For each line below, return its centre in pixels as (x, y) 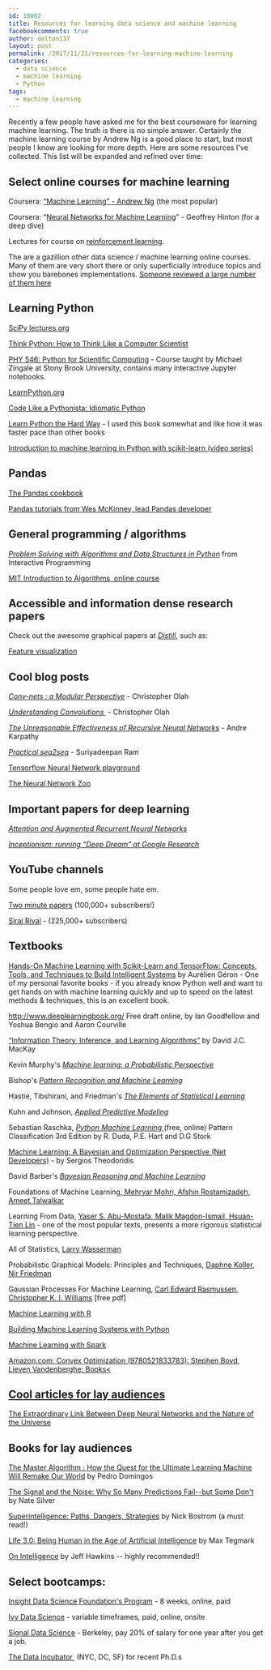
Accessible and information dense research (121, 604)
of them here (30, 283)
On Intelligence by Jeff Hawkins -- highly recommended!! (104, 1557)
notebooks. (27, 376)
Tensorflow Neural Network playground (74, 768)
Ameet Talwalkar (36, 1200)
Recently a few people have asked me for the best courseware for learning (133, 122)
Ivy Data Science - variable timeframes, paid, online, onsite (107, 1617)
